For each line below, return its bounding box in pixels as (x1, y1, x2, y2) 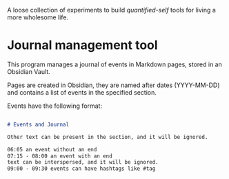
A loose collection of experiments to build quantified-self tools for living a (7, 6, 216, 14)
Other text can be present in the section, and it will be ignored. (7, 133, 208, 140)
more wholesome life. (7, 13, 69, 21)
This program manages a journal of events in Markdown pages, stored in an (7, 60, 222, 68)
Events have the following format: (7, 102, 102, 110)
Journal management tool (7, 37, 158, 53)
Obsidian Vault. (7, 67, 50, 75)
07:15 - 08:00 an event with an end (7, 152, 112, 160)
